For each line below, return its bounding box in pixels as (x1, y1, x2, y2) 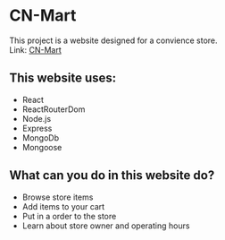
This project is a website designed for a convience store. (9, 35, 218, 46)
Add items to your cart (21, 201, 105, 211)
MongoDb (21, 132, 60, 143)
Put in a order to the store (21, 210, 117, 221)
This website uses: (9, 71, 117, 86)
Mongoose (21, 141, 62, 152)
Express (21, 123, 53, 133)
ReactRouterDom (21, 104, 86, 115)
